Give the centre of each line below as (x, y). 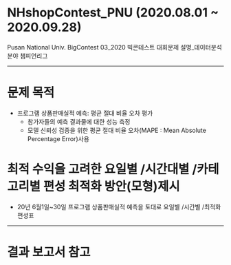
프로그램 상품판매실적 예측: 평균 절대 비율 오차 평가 (85, 113)
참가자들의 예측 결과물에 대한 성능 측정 (79, 121)
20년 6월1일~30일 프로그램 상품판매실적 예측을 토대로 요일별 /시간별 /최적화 (119, 206)
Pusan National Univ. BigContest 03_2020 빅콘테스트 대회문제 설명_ (101, 47)
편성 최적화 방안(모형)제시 (111, 187)
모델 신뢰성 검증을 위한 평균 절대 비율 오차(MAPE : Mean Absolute (117, 130)
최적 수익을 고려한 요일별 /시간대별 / (102, 169)
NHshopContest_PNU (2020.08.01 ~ (113, 13)
